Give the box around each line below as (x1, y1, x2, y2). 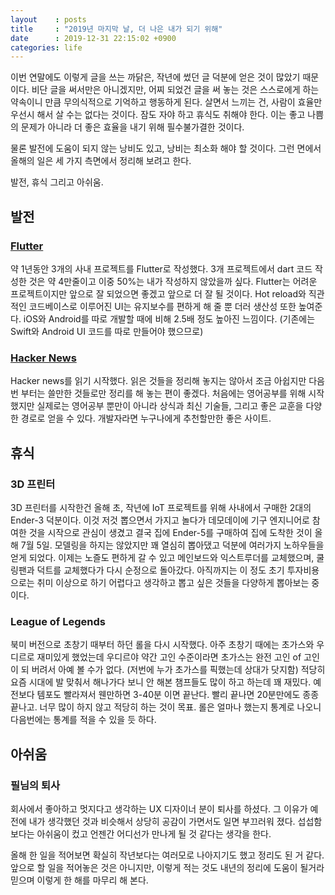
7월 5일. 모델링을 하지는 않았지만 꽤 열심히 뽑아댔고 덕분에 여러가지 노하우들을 (20, 539, 325, 551)
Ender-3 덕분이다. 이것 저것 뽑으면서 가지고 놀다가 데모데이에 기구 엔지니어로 (10, 514, 310, 526)
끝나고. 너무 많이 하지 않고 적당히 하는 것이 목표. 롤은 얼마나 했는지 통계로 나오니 (10, 701, 322, 713)
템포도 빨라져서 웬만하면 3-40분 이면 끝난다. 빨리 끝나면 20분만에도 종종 (36, 689, 320, 701)
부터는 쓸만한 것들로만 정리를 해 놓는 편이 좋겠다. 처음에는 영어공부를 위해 (20, 387, 307, 400)
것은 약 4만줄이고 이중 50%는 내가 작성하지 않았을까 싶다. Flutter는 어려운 (28, 275, 318, 287)
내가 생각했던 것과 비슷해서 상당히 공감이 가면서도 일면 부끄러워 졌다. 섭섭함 (28, 815, 323, 827)
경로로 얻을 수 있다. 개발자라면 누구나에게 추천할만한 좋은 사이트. (20, 412, 272, 425)
